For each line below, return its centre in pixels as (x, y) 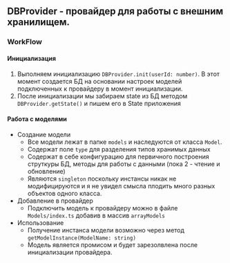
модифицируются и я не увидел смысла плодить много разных (121, 185)
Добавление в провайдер (55, 201)
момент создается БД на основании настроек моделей (99, 81)
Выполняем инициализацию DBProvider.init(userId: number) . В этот (118, 74)
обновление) (46, 171)
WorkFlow (25, 42)
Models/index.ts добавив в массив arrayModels (96, 215)
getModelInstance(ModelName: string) (82, 238)
